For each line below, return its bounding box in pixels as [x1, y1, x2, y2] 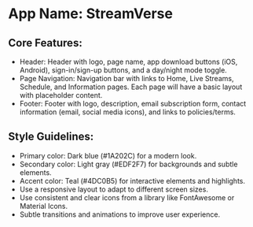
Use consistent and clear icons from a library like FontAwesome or [19, 192, 235, 202]
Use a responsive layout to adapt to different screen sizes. [19, 184, 208, 194]
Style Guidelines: [8, 130, 94, 143]
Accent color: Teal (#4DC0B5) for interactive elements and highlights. [19, 176, 246, 185]
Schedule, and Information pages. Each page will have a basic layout [19, 82, 243, 91]
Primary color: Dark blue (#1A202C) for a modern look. [19, 151, 197, 160]
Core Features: [8, 36, 82, 50]
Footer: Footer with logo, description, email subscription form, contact [19, 99, 247, 108]
